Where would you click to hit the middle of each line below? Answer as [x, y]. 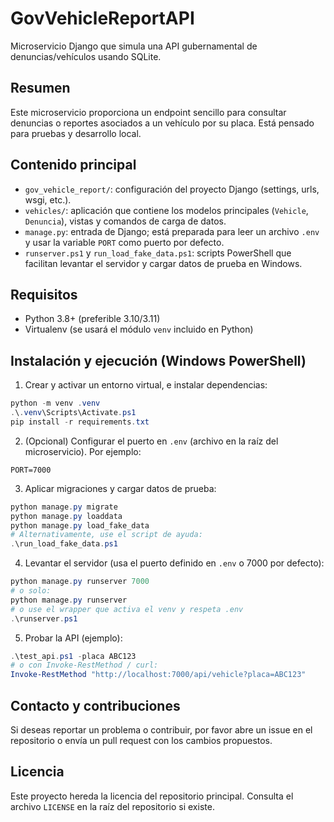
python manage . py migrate [64, 507]
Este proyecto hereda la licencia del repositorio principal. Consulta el [152, 796]
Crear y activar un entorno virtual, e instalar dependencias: [146, 385]
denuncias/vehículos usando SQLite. [86, 56]
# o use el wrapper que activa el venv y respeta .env [127, 609]
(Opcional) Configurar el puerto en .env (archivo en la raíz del [151, 441]
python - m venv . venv [55, 403]
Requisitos [44, 294]
